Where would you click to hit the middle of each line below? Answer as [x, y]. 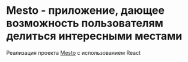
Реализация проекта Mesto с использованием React [74, 52]
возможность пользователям [85, 23]
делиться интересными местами [94, 36]
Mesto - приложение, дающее [86, 11]
